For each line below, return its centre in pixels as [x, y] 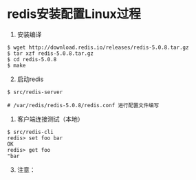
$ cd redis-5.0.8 [32, 59]
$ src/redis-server [35, 92]
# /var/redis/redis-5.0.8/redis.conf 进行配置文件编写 [83, 105]
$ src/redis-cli [30, 132]
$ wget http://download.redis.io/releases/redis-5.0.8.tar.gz [98, 47]
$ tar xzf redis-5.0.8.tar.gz [51, 53]
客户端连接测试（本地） [50, 119]
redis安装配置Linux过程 [74, 14]
